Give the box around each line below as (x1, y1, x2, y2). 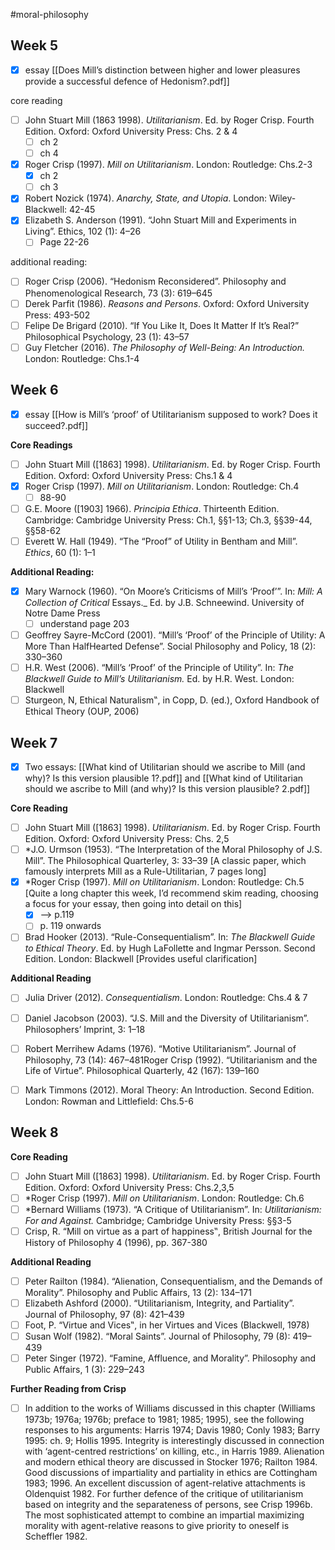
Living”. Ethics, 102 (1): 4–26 (24, 225, 142, 238)
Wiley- (269, 192, 297, 204)
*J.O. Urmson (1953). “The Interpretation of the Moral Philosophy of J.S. (24, 844, 323, 856)
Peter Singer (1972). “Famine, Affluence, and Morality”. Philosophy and (24, 1352, 317, 1364)
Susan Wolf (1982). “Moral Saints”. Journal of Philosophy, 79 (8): (24, 1330, 291, 1342)
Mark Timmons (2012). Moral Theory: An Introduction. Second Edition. (24, 1084, 315, 1096)
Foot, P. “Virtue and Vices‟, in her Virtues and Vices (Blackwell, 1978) (24, 1319, 310, 1331)
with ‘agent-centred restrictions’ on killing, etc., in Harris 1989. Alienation (24, 1445, 325, 1458)
